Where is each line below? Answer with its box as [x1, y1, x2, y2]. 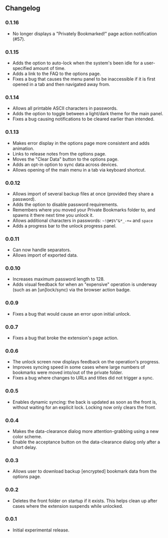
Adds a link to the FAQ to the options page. [12, 70, 101, 76]
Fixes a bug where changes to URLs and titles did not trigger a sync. [12, 375, 154, 381]
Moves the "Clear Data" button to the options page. [12, 156, 119, 162]
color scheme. [12, 433, 43, 439]
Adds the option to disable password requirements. [12, 201, 119, 207]
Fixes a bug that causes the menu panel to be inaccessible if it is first [12, 75, 155, 82]
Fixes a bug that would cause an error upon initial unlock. [12, 311, 131, 317]
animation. [12, 145, 35, 151]
